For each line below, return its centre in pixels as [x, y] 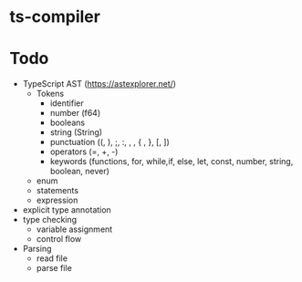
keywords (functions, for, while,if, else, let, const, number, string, [172, 162]
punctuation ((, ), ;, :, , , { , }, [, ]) [110, 142]
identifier [67, 103]
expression [57, 200]
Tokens [50, 94]
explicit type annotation [67, 210]
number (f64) [75, 113]
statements [57, 191]
